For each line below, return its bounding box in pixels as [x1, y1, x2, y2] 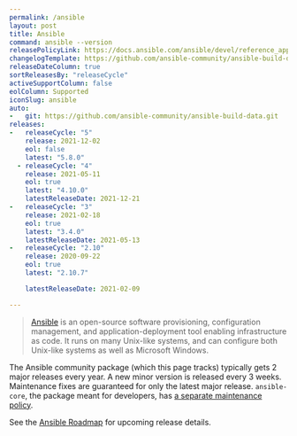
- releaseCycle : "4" [17, 161, 93, 170]
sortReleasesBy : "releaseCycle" [9, 71, 128, 80]
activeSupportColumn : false [9, 79, 113, 88]
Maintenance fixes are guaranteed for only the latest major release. [9, 380, 254, 391]
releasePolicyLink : [9, 46, 81, 55]
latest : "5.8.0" [25, 152, 86, 162]
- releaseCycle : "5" [9, 128, 93, 137]
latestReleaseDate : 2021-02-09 [25, 284, 141, 293]
